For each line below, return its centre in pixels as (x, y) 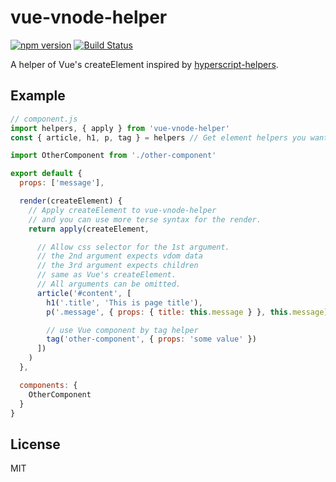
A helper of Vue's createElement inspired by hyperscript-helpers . (144, 64)
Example (38, 96)
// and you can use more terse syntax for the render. (145, 219)
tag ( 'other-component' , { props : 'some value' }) (151, 339)
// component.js (44, 119)
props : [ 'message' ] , (62, 183)
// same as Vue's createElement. (106, 275)
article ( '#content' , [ (84, 293)
